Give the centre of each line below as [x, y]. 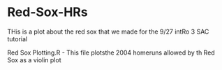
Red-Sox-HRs [48, 12]
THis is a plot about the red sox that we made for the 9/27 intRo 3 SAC [108, 31]
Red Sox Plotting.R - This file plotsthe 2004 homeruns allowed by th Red [111, 52]
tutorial [17, 38]
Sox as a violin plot [34, 59]
